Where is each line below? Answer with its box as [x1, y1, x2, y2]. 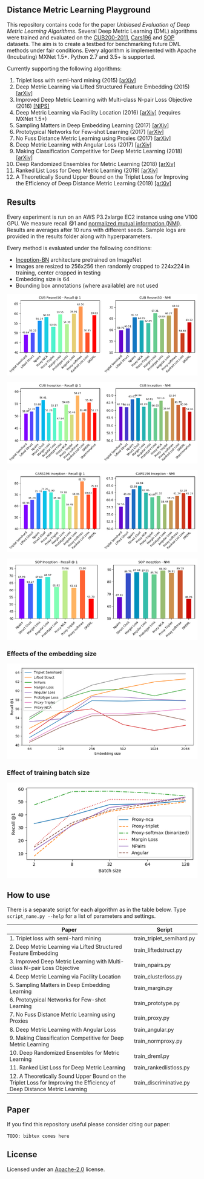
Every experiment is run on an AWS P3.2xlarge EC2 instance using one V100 [7, 213, 198, 221]
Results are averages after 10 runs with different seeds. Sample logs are [7, 226, 186, 233]
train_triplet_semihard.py [133, 934, 196, 942]
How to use [7, 890, 50, 900]
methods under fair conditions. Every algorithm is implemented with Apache [7, 47, 197, 54]
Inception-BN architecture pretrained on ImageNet [15, 256, 142, 263]
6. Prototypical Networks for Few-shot [9, 996, 107, 1003]
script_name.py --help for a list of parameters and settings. [7, 912, 156, 920]
